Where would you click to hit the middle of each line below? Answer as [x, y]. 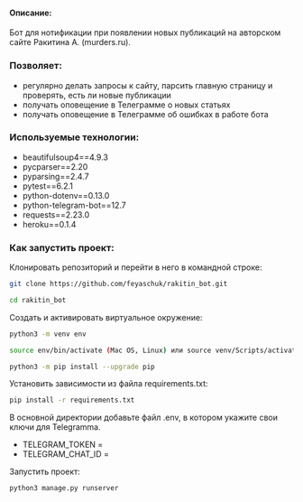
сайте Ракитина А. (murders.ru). [70, 42]
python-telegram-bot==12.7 [74, 205]
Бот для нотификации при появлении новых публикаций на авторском [145, 33]
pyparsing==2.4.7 [55, 176]
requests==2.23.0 [56, 214]
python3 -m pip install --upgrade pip [82, 367]
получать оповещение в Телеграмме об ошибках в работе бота [145, 114]
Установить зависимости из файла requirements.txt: [109, 384]
